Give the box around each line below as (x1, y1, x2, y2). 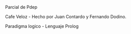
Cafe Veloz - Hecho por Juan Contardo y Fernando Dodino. (5, 14, 127, 19)
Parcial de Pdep (5, 4, 38, 10)
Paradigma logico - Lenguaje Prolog (5, 23, 79, 29)
